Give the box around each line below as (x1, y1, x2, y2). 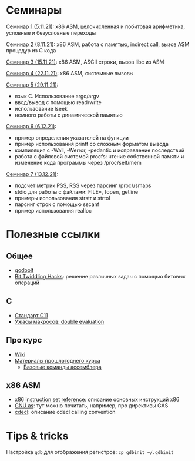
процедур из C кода (6, 47, 56, 54)
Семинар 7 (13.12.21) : (6, 170, 59, 177)
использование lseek (14, 105, 68, 112)
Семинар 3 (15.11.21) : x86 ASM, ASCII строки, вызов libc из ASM (6, 58, 164, 65)
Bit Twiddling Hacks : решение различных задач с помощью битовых (14, 273, 186, 280)
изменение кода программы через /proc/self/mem (14, 159, 142, 166)
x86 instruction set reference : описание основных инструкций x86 (14, 396, 180, 403)
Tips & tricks (6, 429, 69, 442)
